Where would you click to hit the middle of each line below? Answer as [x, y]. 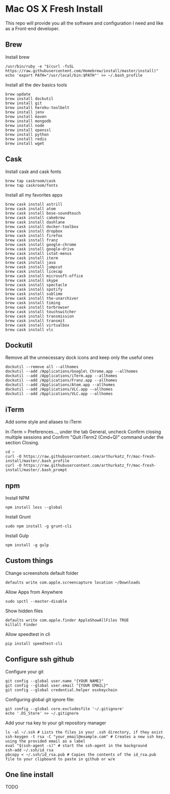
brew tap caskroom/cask [31, 181]
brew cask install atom [31, 209]
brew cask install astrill [34, 204]
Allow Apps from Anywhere [34, 592]
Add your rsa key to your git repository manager [56, 723]
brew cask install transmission [40, 316]
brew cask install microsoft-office [44, 276]
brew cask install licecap [34, 271]
